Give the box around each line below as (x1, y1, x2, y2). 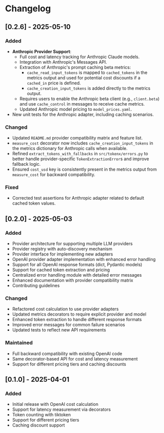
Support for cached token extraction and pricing (12, 267, 110, 273)
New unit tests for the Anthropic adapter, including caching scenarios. (12, 111, 154, 117)
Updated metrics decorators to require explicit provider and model (12, 311, 146, 317)
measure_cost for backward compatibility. (12, 172, 96, 178)
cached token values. (12, 200, 56, 206)
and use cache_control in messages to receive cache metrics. (19, 101, 145, 107)
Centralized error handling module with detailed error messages (12, 272, 142, 278)
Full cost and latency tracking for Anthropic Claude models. (19, 54, 140, 60)
